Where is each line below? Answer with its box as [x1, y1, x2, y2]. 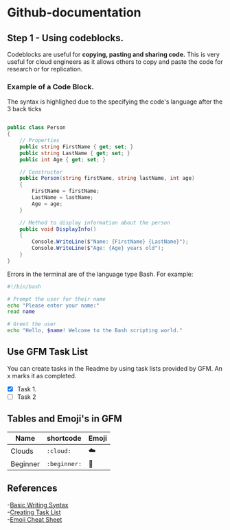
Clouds [10, 446, 34, 456]
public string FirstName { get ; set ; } [19, 143, 134, 150]
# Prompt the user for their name [7, 295, 106, 303]
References [7, 483, 58, 494]
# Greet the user [7, 321, 57, 327]
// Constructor [19, 168, 63, 176]
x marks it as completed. [7, 371, 77, 380]
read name [7, 308, 36, 315]
